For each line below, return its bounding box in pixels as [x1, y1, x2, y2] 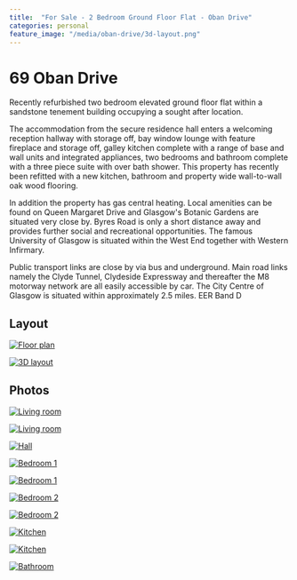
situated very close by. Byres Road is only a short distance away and [9, 217, 261, 227]
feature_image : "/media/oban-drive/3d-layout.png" [9, 29, 201, 38]
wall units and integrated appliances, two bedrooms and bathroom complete [9, 152, 289, 163]
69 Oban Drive [9, 68, 118, 88]
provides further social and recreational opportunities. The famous [9, 226, 253, 236]
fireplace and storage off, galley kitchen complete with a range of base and [9, 143, 285, 154]
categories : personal [9, 21, 90, 30]
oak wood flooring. [9, 180, 78, 191]
